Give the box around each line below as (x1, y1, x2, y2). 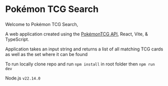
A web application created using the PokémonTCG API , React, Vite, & (5, 31, 148, 37)
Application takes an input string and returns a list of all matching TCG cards (5, 46, 163, 52)
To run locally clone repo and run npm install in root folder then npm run (5, 61, 155, 67)
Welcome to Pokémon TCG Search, (5, 21, 78, 27)
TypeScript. (5, 36, 29, 42)
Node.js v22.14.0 (5, 75, 41, 81)
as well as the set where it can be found (5, 51, 88, 57)
